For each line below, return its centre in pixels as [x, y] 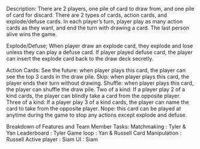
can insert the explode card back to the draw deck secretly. [80, 59]
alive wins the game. [32, 34]
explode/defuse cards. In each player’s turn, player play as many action [95, 21]
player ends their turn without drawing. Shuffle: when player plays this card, [100, 83]
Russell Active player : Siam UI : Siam [52, 139]
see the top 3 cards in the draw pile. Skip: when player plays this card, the [98, 77]
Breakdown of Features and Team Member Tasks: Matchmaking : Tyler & [96, 126]
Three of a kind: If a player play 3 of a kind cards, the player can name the [98, 102]
